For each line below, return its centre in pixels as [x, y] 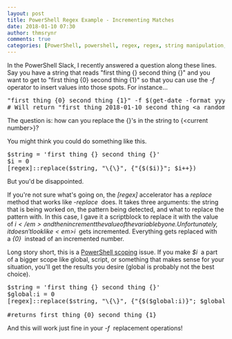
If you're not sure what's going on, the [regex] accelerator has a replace [109, 195]
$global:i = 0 [31, 294]
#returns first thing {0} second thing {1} [82, 315]
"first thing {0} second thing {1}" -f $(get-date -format [109, 100]
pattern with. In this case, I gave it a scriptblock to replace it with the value [113, 217]
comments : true [29, 39]
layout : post [26, 13]
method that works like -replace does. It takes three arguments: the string [113, 202]
